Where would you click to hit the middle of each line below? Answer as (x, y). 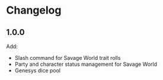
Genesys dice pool (38, 71)
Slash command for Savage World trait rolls (68, 58)
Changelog (34, 10)
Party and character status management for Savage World (86, 64)
